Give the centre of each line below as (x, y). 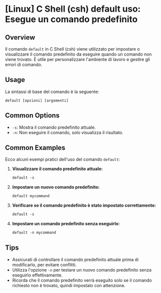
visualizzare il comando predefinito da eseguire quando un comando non (79, 54)
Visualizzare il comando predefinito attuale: (58, 169)
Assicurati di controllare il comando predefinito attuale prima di (75, 259)
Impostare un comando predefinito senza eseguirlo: (66, 224)
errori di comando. (24, 65)
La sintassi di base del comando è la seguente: (52, 92)
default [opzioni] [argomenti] (37, 100)
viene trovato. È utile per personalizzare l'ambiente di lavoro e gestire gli (78, 59)
